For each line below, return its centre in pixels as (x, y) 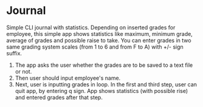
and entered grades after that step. (59, 97)
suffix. (14, 53)
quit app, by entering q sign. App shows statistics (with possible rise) (101, 91)
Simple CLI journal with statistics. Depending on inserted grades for (91, 27)
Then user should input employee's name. (68, 78)
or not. (23, 71)
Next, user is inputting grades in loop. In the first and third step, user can (106, 84)
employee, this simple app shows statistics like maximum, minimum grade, (99, 33)
